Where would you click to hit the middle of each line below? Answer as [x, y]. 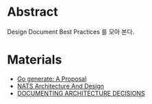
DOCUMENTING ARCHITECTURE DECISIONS [81, 93]
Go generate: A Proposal [52, 79]
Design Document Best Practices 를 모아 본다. [71, 31]
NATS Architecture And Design [61, 86]
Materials [35, 60]
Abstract [33, 12]
